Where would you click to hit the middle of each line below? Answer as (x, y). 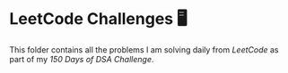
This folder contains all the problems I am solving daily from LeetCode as (144, 49)
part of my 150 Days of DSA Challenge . (82, 59)
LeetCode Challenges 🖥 (98, 19)
